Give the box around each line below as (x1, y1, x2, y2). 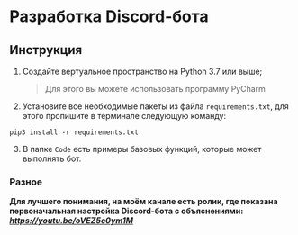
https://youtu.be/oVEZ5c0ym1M (9, 215, 133, 226)
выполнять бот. (22, 153, 82, 164)
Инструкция (9, 42, 83, 58)
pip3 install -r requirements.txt (9, 128, 140, 137)
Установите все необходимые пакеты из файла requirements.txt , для (22, 101, 290, 112)
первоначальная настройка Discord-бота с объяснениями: (9, 205, 244, 217)
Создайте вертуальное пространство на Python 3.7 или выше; (22, 66, 263, 77)
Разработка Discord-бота (9, 6, 209, 27)
